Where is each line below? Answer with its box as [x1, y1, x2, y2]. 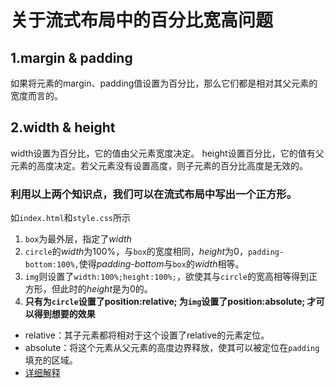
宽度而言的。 [10, 90, 63, 101]
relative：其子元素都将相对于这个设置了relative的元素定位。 [24, 329, 270, 341]
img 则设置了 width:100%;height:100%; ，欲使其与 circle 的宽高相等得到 [24, 271, 309, 283]
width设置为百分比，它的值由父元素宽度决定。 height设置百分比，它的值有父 [10, 147, 325, 159]
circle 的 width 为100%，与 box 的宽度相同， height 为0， [24, 246, 248, 258]
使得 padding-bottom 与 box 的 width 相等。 [78, 258, 245, 270]
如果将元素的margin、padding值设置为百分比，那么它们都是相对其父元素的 [10, 77, 318, 89]
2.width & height [10, 119, 116, 136]
